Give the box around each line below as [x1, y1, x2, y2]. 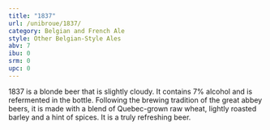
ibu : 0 [8, 49, 31, 57]
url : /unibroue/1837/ [8, 19, 82, 27]
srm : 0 [8, 57, 31, 65]
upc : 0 [8, 65, 31, 73]
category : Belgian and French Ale [8, 27, 126, 35]
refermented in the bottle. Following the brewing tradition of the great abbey [8, 94, 263, 105]
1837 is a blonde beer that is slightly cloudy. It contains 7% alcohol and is [8, 86, 253, 96]
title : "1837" [8, 11, 57, 20]
